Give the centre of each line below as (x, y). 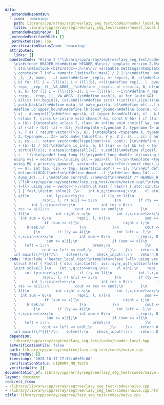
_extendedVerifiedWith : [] (37, 37)
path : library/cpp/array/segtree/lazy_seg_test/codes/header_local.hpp (88, 23)
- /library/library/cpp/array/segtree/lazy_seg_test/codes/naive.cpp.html (83, 391)
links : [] (24, 55)
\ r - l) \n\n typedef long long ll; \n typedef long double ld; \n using (85, 155)
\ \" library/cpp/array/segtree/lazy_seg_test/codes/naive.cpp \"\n (83, 182)
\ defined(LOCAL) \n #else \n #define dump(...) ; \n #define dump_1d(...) (86, 173)
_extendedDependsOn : (30, 14)
